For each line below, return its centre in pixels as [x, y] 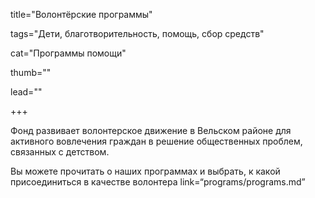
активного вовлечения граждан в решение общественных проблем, [156, 141]
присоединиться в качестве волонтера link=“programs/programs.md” [158, 182]
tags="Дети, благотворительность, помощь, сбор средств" [137, 33]
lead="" [26, 92]
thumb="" [31, 72]
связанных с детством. [60, 152]
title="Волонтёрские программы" [81, 14]
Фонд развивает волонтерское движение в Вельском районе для [151, 130]
